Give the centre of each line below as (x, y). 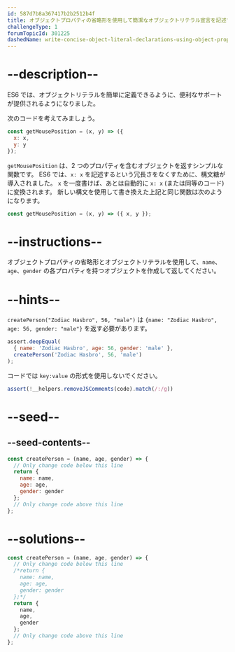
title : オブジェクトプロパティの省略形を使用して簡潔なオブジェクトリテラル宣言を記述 (117, 20)
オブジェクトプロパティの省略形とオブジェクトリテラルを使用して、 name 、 (114, 262)
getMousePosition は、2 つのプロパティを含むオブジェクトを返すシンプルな (115, 165)
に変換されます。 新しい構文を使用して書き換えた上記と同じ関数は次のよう (115, 192)
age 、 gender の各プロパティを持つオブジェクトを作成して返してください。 (114, 271)
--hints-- (34, 299)
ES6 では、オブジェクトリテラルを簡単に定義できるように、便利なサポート (115, 95)
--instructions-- (55, 242)
